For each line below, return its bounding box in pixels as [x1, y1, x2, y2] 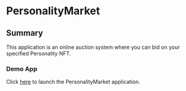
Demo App [6, 64, 37, 73]
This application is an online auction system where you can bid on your [6, 43, 180, 51]
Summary [6, 28, 43, 38]
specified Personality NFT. [6, 50, 71, 57]
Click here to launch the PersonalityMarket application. [6, 79, 141, 86]
